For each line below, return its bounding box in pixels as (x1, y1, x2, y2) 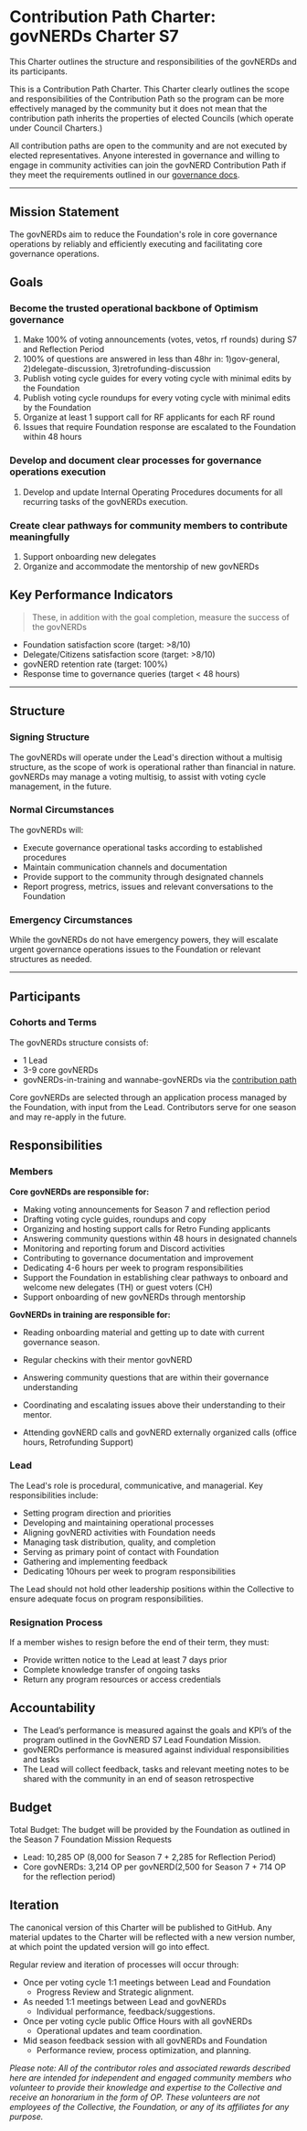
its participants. (9, 66, 69, 77)
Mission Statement (9, 204, 120, 220)
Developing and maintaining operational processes (22, 1516, 215, 1528)
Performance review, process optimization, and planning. (36, 2044, 251, 2055)
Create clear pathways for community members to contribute (9, 519, 288, 531)
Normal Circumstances (9, 803, 115, 816)
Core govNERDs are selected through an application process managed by (9, 1091, 288, 1103)
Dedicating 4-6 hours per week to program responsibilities (22, 1262, 244, 1273)
